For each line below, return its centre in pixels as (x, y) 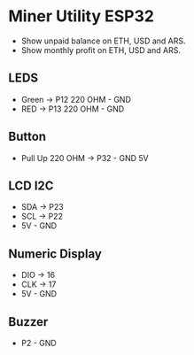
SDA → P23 (42, 207)
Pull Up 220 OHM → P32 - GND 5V (85, 158)
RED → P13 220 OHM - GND (73, 109)
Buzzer (28, 322)
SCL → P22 (42, 216)
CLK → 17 (39, 284)
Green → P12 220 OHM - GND (76, 99)
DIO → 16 (38, 275)
